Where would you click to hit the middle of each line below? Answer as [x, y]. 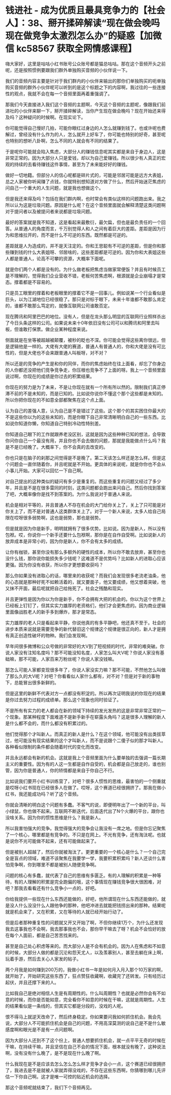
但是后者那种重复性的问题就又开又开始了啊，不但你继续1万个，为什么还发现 [84, 922]
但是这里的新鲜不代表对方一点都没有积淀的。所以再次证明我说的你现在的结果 [85, 693]
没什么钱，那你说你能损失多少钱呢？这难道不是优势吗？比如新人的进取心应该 [85, 558]
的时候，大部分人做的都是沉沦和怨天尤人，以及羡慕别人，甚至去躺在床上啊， [85, 952]
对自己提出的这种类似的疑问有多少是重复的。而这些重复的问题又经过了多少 [83, 481]
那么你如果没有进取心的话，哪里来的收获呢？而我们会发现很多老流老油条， [83, 576]
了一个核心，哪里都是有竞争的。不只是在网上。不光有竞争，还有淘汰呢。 [81, 834]
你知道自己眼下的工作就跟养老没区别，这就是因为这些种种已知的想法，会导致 [85, 434]
